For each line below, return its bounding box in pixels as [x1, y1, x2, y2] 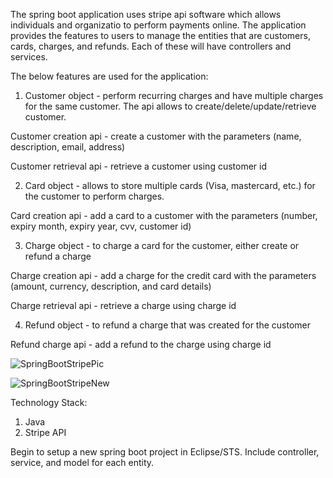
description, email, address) [10, 141, 126, 153]
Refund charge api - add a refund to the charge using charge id [10, 339, 272, 350]
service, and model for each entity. [10, 457, 155, 468]
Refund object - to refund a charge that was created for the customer [24, 319, 312, 331]
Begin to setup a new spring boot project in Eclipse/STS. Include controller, [10, 446, 320, 458]
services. [10, 51, 48, 63]
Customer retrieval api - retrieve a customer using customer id [10, 160, 268, 172]
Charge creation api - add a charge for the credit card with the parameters [10, 270, 317, 281]
